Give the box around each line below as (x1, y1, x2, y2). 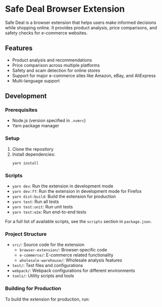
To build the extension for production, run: (5, 296, 90, 302)
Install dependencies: (12, 151, 56, 157)
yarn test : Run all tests (12, 199, 60, 205)
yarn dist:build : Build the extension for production (12, 194, 116, 200)
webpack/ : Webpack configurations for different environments (12, 267, 135, 274)
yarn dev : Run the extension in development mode (12, 183, 114, 189)
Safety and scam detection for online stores (12, 67, 101, 73)
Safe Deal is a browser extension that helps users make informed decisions (5, 20, 157, 25)
